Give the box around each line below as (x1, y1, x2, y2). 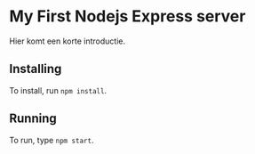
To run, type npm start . (9, 134, 94, 145)
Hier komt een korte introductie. (9, 36, 126, 46)
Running (9, 111, 58, 126)
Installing (9, 61, 62, 77)
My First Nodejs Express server (9, 6, 246, 27)
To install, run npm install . (9, 85, 108, 95)
